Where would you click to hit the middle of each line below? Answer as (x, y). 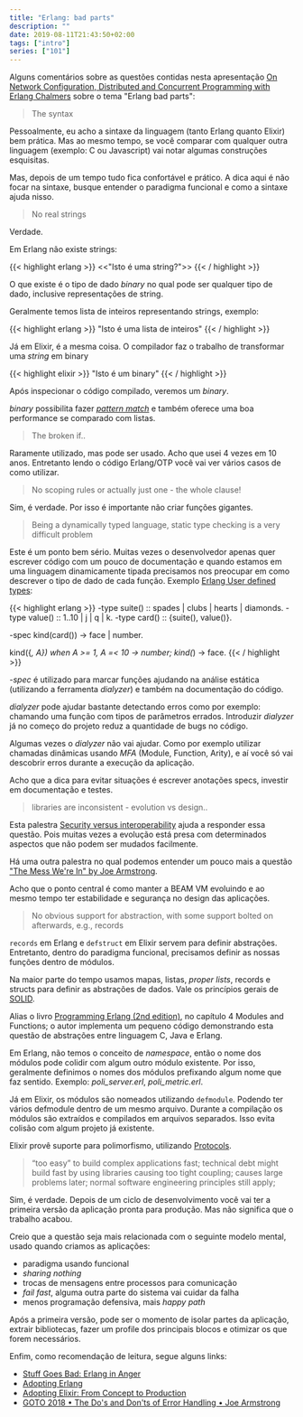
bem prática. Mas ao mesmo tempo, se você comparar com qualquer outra (149, 141)
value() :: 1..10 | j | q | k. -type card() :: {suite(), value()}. (130, 618)
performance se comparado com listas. (83, 418)
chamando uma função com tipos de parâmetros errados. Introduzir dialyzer (151, 717)
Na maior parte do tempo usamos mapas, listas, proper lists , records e (140, 980)
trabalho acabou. (41, 1219)
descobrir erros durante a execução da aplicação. (102, 763)
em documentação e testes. (61, 790)
